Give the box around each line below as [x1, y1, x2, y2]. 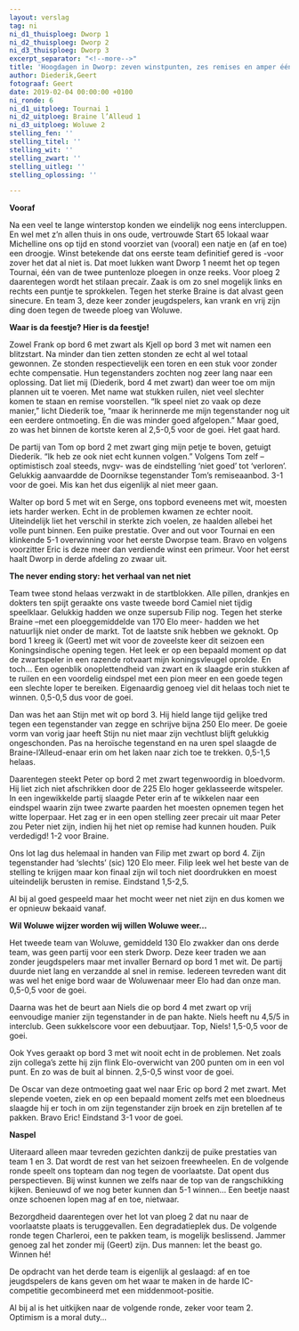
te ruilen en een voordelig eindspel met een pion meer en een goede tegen [9, 673, 283, 684]
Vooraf [9, 202, 36, 214]
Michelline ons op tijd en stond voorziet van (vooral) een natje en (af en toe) [9, 239, 287, 249]
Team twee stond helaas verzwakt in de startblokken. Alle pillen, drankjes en [9, 588, 290, 599]
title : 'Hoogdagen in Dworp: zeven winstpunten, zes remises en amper [9, 63, 277, 72]
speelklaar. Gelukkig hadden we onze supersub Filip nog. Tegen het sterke [9, 607, 283, 618]
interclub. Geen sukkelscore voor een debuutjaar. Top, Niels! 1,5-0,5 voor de [9, 1021, 288, 1032]
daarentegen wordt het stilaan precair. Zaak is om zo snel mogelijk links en [9, 277, 283, 288]
